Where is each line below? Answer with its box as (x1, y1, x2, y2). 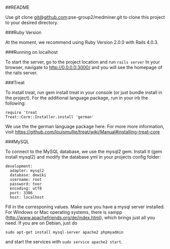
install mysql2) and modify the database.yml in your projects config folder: (5, 154, 161, 160)
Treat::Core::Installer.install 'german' (5, 114, 94, 119)
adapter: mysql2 (10, 168, 44, 173)
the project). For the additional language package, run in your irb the (5, 95, 148, 101)
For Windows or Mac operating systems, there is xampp (5, 209, 123, 215)
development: (5, 164, 33, 169)
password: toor (10, 181, 42, 186)
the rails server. (5, 70, 38, 76)
